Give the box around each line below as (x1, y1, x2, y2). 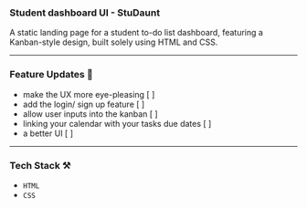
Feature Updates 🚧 (9, 68, 94, 81)
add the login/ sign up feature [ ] (22, 99, 145, 109)
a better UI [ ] (22, 128, 73, 139)
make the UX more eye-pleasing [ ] (22, 88, 155, 99)
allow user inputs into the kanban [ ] (22, 108, 158, 120)
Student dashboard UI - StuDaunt (9, 6, 161, 19)
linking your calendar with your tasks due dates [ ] (22, 118, 212, 129)
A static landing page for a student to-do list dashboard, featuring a (9, 27, 263, 38)
